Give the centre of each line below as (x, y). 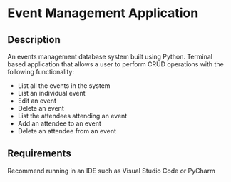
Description (34, 40)
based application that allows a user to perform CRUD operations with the (116, 64)
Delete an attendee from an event (67, 131)
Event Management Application (103, 13)
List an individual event (51, 93)
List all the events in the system (64, 86)
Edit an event (37, 101)
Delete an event (41, 108)
